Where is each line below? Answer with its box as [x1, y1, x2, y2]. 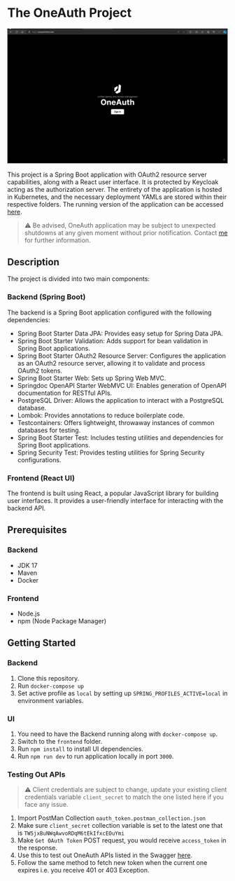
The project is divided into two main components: [7, 275, 150, 283]
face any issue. [24, 800, 69, 809]
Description [7, 256, 59, 268]
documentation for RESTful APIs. [17, 389, 113, 397]
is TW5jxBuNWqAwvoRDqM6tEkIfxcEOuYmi [17, 828, 124, 838]
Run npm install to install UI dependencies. [17, 744, 143, 753]
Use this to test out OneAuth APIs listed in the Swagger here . [17, 851, 193, 859]
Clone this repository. [17, 674, 80, 682]
